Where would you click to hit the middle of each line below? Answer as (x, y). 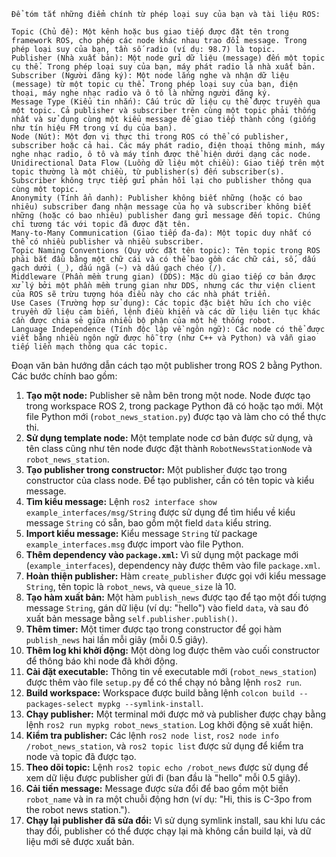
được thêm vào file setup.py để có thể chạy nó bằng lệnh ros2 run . (164, 682)
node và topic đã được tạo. (81, 756)
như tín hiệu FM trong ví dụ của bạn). (94, 128)
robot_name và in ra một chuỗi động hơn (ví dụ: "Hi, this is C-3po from (169, 799)
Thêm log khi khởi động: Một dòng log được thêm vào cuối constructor (173, 650)
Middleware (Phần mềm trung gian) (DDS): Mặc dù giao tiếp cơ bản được (163, 277)
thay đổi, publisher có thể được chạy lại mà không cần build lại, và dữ (168, 831)
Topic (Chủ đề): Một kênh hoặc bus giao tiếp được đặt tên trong (150, 32)
